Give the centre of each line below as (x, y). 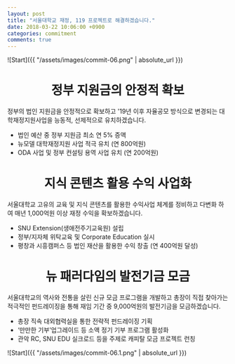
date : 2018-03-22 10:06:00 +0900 (56, 27)
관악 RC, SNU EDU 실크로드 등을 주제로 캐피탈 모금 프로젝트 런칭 (106, 339)
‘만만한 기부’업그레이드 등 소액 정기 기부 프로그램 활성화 (93, 330)
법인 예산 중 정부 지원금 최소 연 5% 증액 (72, 135)
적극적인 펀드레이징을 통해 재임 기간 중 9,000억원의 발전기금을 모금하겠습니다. (114, 306)
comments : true (29, 40)
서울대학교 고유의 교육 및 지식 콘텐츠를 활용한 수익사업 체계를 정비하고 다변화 (112, 204)
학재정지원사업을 (30, 120)
